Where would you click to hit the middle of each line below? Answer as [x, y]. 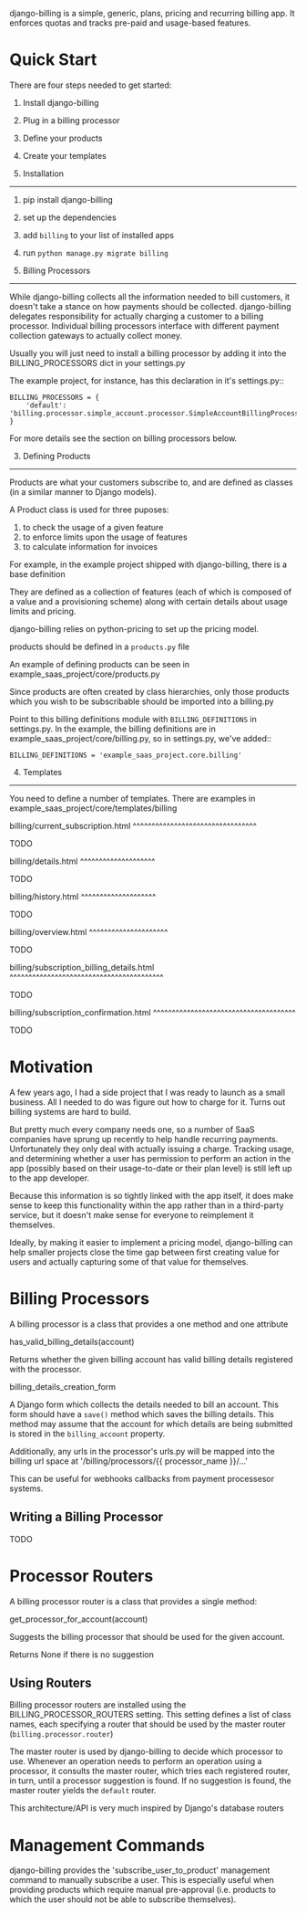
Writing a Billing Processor [87, 1517]
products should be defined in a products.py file [99, 646]
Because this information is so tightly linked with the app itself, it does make [152, 1195]
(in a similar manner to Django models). [83, 491]
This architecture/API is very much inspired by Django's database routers [147, 1808]
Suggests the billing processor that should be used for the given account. [147, 1636]
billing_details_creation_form [63, 1386]
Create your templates [64, 155]
